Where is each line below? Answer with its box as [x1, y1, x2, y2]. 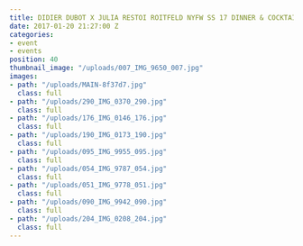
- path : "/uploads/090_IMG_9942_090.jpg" [9, 197, 168, 207]
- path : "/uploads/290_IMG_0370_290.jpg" [9, 96, 168, 106]
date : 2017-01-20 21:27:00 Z [9, 22, 119, 31]
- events [9, 47, 42, 56]
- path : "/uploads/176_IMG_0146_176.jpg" [9, 114, 168, 123]
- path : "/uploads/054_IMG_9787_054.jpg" [9, 164, 168, 173]
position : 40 [9, 55, 59, 64]
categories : [9, 30, 54, 39]
